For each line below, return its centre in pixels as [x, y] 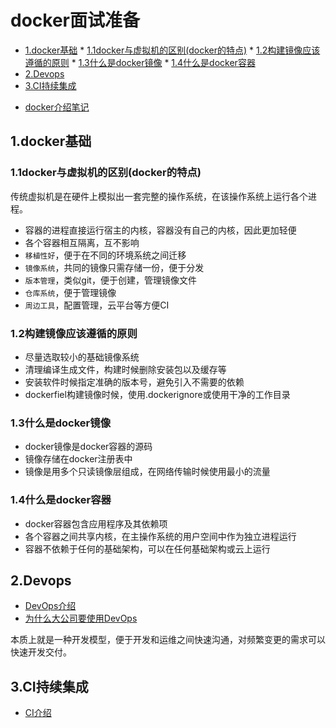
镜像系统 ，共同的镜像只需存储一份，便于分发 [114, 267]
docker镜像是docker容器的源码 [88, 447]
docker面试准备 [75, 20]
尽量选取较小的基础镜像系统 [82, 357]
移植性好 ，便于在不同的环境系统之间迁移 [105, 255]
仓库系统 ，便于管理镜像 [70, 292]
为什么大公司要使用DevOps [81, 618]
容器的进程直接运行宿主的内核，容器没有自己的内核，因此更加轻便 [160, 230]
